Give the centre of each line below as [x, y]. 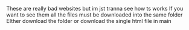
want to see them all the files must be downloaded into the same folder [94, 15]
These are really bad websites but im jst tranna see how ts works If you [95, 9]
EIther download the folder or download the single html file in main [89, 21]
